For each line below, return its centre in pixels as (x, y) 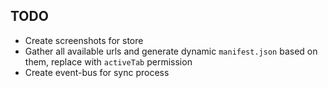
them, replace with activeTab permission (108, 61)
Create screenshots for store (84, 40)
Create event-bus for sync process (97, 72)
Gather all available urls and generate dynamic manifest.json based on (171, 51)
